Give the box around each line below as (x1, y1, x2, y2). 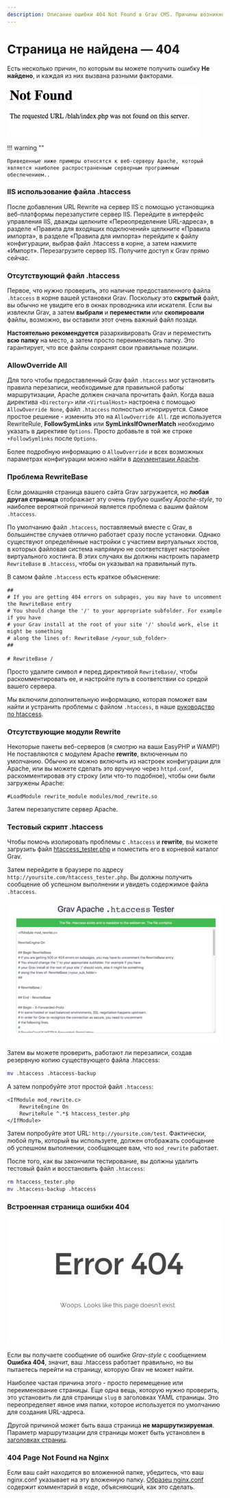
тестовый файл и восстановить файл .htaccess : (7, 1165, 146, 1173)
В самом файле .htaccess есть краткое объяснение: (7, 573, 161, 581)
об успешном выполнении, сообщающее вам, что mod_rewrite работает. (7, 1144, 219, 1152)
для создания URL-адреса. (7, 1407, 86, 1416)
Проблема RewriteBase (7, 472, 88, 481)
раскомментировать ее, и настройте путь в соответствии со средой (7, 674, 209, 682)
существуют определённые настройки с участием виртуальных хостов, (7, 537, 219, 545)
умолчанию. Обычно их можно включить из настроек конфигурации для (7, 757, 221, 765)
